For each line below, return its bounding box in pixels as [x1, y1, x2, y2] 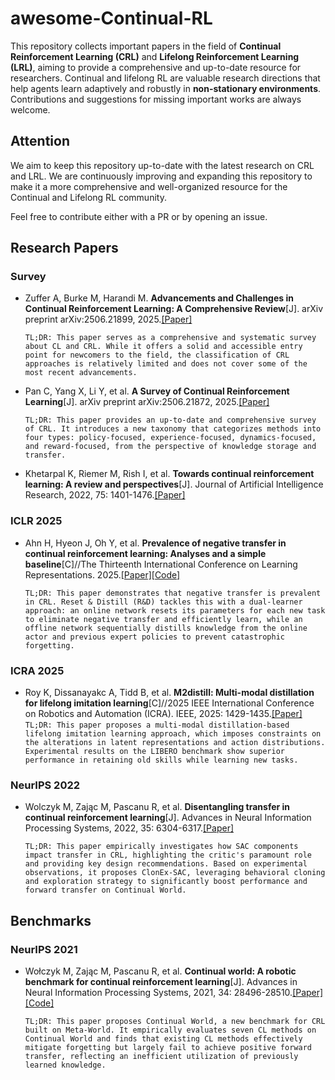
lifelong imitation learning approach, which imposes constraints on [24, 729, 322, 739]
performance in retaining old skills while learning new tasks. [24, 755, 299, 766]
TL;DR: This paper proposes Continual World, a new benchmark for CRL [24, 1017, 326, 1027]
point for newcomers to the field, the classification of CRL [24, 350, 290, 361]
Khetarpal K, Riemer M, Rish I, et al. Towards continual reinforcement [24, 468, 315, 480]
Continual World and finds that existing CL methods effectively [24, 1034, 303, 1044]
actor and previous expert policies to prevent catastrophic [24, 632, 286, 642]
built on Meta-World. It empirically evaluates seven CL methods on [24, 1025, 317, 1036]
